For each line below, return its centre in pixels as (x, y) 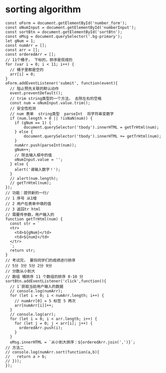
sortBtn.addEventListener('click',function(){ (56, 281)
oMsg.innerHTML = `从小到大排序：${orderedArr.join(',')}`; (73, 342)
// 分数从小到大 (20, 271)
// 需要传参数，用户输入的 (30, 214)
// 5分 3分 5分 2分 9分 (29, 266)
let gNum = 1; (20, 41)
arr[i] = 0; (23, 74)
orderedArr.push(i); (41, 328)
